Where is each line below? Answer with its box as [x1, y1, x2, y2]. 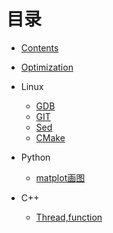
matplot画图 [35, 171, 86, 184]
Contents [20, 41, 59, 54]
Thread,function [35, 211, 103, 223]
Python [20, 151, 51, 163]
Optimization [20, 61, 74, 73]
